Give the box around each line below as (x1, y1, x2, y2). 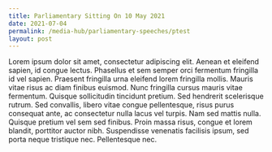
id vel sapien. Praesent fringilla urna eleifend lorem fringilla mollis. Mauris (8, 74, 253, 84)
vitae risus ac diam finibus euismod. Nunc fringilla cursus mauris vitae (8, 83, 244, 93)
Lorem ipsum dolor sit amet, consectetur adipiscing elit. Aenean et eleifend (8, 57, 260, 67)
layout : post (8, 34, 53, 43)
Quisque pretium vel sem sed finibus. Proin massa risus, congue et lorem (8, 117, 253, 127)
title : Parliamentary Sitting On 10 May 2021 (8, 11, 165, 20)
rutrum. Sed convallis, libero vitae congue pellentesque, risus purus (8, 100, 235, 110)
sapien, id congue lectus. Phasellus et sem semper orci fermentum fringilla (8, 66, 258, 76)
